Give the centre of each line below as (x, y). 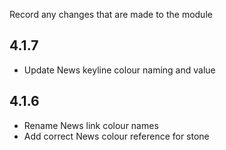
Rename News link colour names (91, 125)
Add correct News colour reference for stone (116, 136)
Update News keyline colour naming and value (119, 70)
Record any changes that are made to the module (111, 14)
